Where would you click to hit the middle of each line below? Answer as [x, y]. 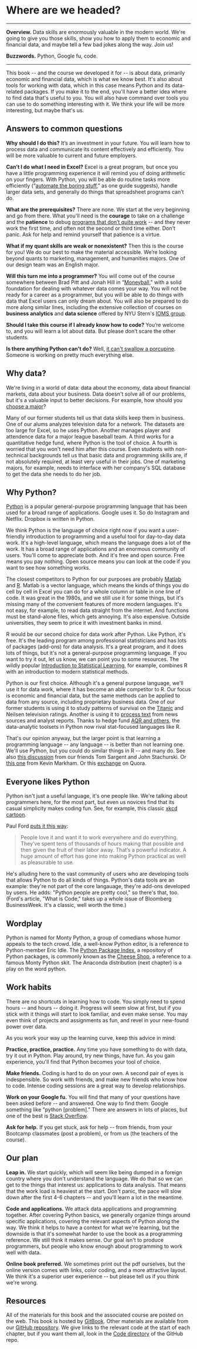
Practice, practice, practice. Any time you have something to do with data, [97, 1049]
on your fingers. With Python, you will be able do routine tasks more [88, 179]
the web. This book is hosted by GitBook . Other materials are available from [97, 1321]
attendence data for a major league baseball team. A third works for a [90, 436]
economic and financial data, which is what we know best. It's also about [94, 79]
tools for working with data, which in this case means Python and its [89, 85]
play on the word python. [36, 969]
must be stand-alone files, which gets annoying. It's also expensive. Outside [98, 617]
